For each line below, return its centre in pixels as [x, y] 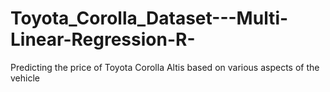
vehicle [25, 78]
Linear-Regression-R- [103, 39]
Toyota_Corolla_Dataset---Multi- [149, 18]
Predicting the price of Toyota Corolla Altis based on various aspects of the [165, 67]
